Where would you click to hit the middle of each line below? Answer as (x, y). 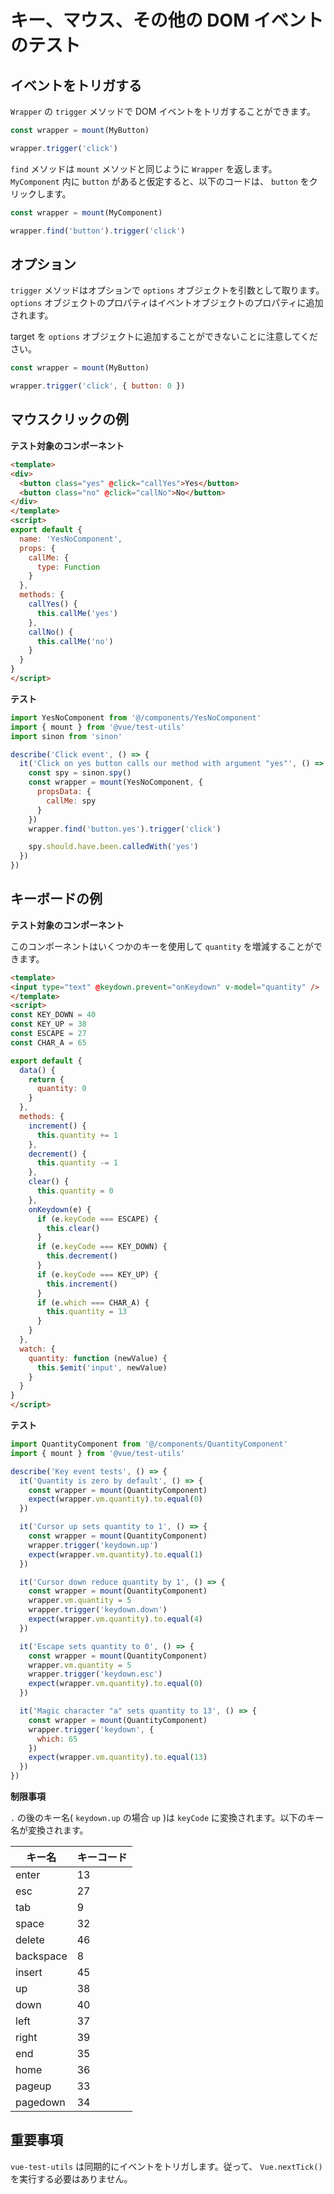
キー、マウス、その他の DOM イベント (167, 20)
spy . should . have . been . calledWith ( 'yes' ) (113, 847)
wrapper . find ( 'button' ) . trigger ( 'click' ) (98, 231)
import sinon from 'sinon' (66, 736)
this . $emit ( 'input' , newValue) (102, 1367)
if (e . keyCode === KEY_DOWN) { (102, 1247)
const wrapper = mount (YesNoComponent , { (115, 782)
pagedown (40, 2103)
